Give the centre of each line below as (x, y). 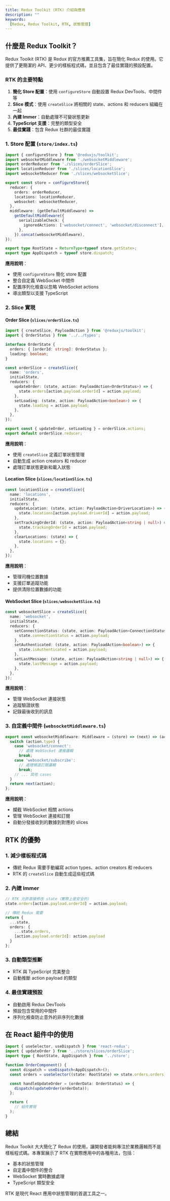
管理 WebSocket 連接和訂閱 (41, 816)
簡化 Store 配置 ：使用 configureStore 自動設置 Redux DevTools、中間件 (87, 92)
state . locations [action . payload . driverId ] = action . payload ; (84, 513)
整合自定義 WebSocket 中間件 (44, 281)
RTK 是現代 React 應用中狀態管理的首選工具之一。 (57, 1193)
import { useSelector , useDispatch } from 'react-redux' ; (68, 1047)
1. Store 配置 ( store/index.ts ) (41, 144)
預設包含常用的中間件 (35, 1011)
